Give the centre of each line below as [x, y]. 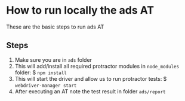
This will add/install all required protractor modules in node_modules [97, 66]
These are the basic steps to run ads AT [55, 27]
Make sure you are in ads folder [53, 59]
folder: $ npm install [41, 72]
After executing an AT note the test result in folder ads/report [90, 91]
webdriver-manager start [46, 86]
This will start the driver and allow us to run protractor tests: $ [91, 78]
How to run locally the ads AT [80, 10]
